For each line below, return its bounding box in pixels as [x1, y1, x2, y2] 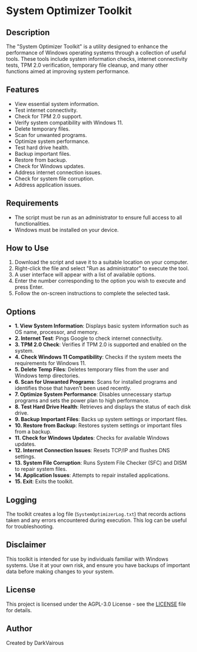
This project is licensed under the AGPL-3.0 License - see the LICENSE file [6, 600, 186, 607]
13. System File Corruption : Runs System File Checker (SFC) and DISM [14, 459, 187, 466]
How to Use [6, 243, 49, 253]
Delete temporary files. [14, 125, 70, 132]
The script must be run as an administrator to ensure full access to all [14, 214, 182, 221]
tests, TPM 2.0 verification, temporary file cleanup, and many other [6, 62, 168, 69]
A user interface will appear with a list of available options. [14, 271, 156, 278]
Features [6, 85, 39, 95]
